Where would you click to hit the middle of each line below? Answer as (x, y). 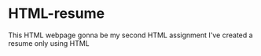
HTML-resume (56, 14)
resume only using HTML (49, 43)
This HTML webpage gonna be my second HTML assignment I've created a (130, 35)
